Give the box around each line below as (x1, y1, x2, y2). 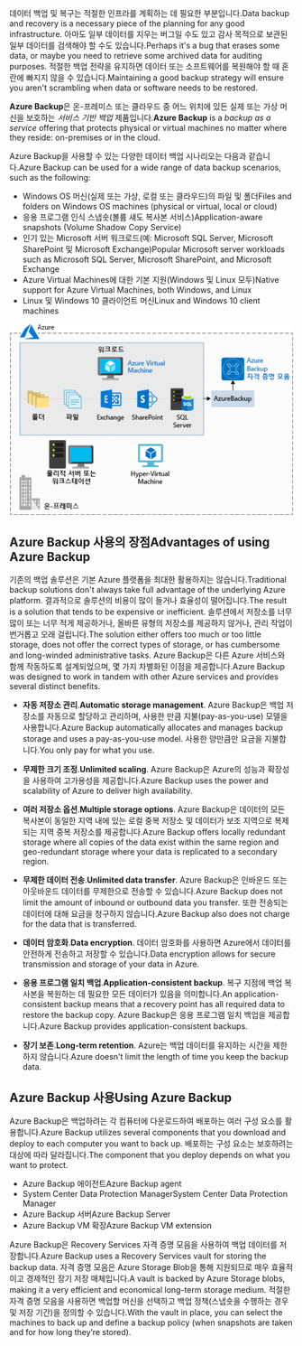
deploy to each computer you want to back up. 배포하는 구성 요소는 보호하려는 (9, 1138, 294, 1149)
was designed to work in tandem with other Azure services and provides (9, 671, 279, 682)
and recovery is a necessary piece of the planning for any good (9, 18, 245, 29)
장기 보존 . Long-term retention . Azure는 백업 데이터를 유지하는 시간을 (22, 1040, 271, 1051)
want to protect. (9, 1160, 69, 1171)
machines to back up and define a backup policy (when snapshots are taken (9, 1317, 293, 1328)
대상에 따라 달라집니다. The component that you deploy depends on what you (9, 1150, 290, 1161)
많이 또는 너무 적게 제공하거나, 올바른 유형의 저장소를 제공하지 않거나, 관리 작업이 (9, 618, 293, 629)
